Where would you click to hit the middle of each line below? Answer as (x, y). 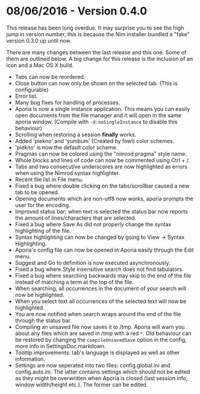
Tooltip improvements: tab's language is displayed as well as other (97, 352)
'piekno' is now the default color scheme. (66, 147)
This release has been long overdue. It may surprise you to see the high (95, 28)
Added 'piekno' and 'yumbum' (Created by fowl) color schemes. (95, 141)
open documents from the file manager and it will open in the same (98, 115)
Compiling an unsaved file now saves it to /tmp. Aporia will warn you (100, 326)
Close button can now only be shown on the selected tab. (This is (96, 83)
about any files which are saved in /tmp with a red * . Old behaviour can (103, 333)
